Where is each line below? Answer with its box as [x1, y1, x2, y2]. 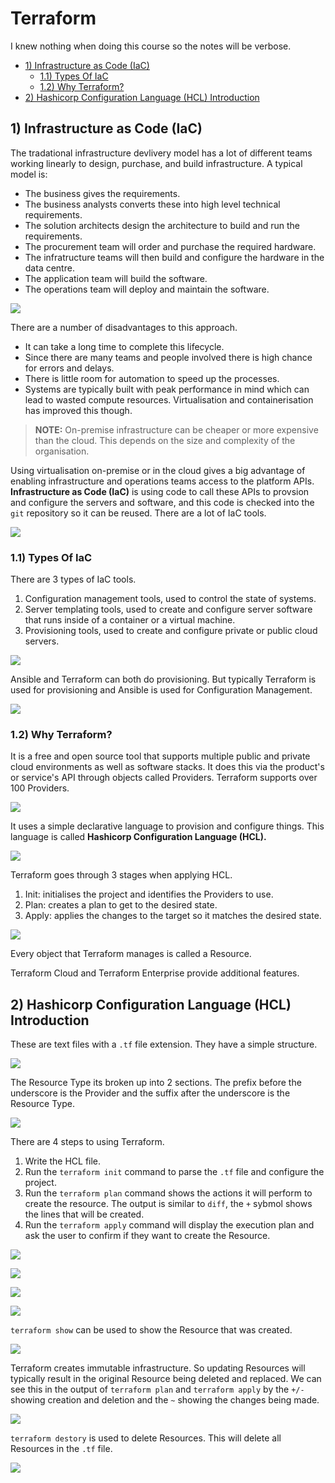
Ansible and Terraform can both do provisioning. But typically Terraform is [10, 673, 317, 686]
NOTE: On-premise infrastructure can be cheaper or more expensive [34, 423, 319, 436]
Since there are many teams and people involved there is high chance [24, 351, 313, 363]
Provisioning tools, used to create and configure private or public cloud [24, 625, 318, 637]
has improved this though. [24, 404, 133, 416]
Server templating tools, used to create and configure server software [24, 603, 313, 616]
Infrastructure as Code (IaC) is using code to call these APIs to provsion [10, 485, 310, 497]
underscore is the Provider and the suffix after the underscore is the [10, 1087, 291, 1099]
